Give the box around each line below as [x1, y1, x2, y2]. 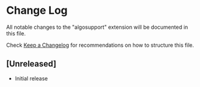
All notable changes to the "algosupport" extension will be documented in [6, 23, 189, 31]
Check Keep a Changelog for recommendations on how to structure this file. [6, 41, 195, 49]
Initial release [14, 74, 48, 82]
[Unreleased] [6, 59, 57, 69]
